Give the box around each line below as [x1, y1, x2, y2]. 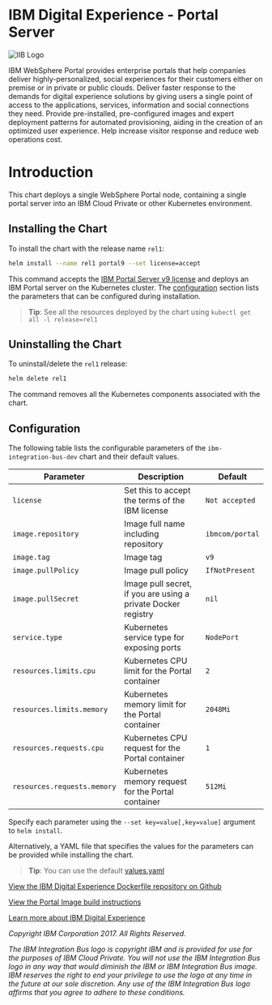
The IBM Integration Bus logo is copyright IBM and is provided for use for [8, 944, 253, 955]
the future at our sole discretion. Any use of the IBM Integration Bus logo [8, 979, 251, 989]
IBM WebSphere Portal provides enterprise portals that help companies [8, 65, 247, 75]
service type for [124, 632, 185, 643]
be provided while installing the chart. [8, 850, 134, 860]
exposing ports [124, 642, 181, 653]
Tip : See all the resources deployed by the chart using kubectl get [28, 307, 252, 317]
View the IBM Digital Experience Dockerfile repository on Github [8, 882, 223, 891]
